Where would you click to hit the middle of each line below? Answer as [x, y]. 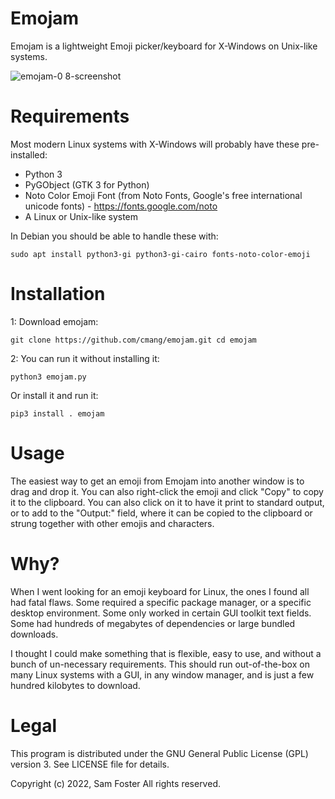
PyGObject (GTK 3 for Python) [87, 184]
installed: [29, 154]
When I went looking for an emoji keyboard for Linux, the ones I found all [160, 591]
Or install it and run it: [54, 395]
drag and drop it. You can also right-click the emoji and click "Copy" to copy [167, 491]
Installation [58, 294]
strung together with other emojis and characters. [112, 523]
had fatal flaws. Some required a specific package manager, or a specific [161, 602]
